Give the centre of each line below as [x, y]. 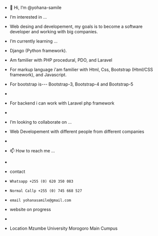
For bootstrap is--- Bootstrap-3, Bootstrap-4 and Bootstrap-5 [71, 84]
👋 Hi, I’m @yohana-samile [36, 8]
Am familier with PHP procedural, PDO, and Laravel [61, 60]
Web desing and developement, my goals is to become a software [76, 26]
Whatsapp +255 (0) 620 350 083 [41, 181]
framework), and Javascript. [38, 75]
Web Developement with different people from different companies [77, 131]
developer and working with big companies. [54, 32]
